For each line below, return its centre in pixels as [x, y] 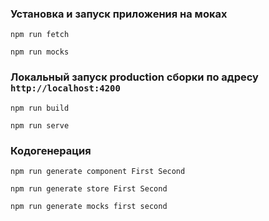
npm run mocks [40, 52]
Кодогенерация [51, 150]
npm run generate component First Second [98, 171]
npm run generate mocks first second [89, 206]
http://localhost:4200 [65, 88]
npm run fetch [40, 35]
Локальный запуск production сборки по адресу [134, 77]
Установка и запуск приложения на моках [119, 14]
